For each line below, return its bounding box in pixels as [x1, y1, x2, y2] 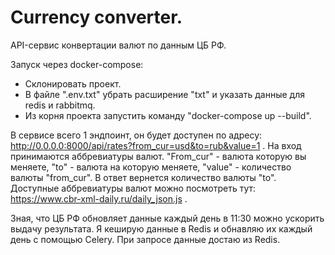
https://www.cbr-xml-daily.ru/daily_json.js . [10, 192, 188, 205]
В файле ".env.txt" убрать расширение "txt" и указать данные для [24, 88, 305, 100]
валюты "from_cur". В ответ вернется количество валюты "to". [10, 171, 277, 183]
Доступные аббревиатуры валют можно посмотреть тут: [10, 182, 257, 194]
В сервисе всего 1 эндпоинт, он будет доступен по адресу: [10, 129, 263, 141]
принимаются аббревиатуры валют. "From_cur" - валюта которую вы [10, 150, 307, 162]
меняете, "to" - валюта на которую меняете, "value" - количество [10, 161, 292, 173]
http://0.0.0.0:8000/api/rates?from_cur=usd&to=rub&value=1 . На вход [10, 139, 302, 151]
